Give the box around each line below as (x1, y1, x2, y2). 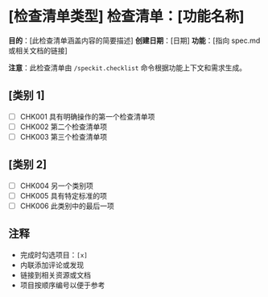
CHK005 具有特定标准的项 (19, 190, 107, 200)
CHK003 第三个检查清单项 (19, 132, 108, 141)
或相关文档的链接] (8, 45, 68, 55)
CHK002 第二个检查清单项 (19, 122, 107, 132)
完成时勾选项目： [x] (19, 249, 89, 259)
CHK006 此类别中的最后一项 (19, 201, 115, 211)
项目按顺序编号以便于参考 (19, 280, 105, 290)
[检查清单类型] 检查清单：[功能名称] (8, 7, 245, 26)
